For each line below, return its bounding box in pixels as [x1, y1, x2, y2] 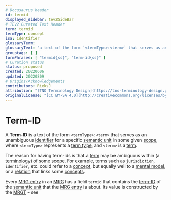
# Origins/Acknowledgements [5, 79, 65, 84]
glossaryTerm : [5, 41, 36, 46]
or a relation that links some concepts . [5, 169, 85, 175]
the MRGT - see [5, 189, 39, 195]
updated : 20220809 [5, 74, 44, 79]
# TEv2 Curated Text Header [5, 21, 65, 27]
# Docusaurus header [5, 7, 49, 13]
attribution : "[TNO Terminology [5, 88, 74, 93]
